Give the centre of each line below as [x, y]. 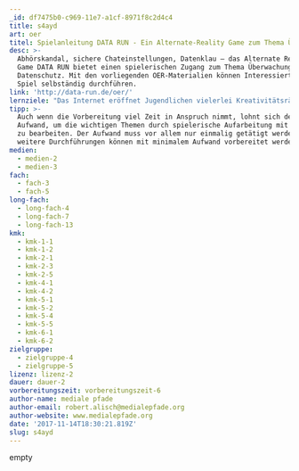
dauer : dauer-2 [37, 383]
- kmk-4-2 [35, 291]
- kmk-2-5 [35, 275]
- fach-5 [33, 192]
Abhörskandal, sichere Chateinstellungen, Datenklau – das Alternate [149, 59]
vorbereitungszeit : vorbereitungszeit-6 [85, 391]
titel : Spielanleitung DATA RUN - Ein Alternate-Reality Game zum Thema [147, 42]
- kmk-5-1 [35, 300]
